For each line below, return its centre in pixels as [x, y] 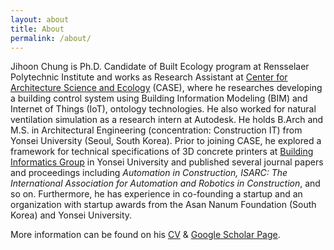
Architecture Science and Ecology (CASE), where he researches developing [166, 88]
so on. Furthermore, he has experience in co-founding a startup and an [156, 194]
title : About [37, 29]
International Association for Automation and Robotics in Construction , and [165, 183]
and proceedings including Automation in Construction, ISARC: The [149, 173]
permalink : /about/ [51, 38]
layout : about [40, 19]
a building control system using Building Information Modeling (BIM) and [159, 98]
